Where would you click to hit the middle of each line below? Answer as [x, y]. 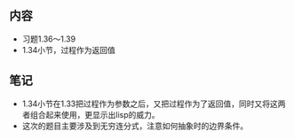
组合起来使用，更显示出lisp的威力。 [95, 114]
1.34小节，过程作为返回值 [68, 50]
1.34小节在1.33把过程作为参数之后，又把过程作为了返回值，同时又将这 [150, 104]
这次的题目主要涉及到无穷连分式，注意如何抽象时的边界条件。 [135, 126]
